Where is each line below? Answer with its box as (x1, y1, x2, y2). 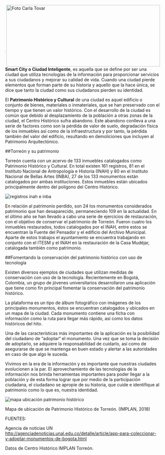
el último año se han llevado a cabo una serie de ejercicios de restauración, (5, 213, 158, 219)
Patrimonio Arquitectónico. (5, 139, 59, 144)
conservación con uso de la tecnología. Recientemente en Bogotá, (5, 275, 139, 280)
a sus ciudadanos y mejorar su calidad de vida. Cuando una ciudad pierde (5, 77, 155, 82)
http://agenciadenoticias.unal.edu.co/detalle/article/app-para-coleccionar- (5, 430, 157, 436)
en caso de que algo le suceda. (5, 351, 69, 357)
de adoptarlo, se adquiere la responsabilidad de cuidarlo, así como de (5, 341, 146, 347)
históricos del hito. (5, 321, 43, 326)
